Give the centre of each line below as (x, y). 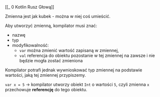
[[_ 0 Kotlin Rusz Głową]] (30, 7)
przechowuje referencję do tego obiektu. (46, 90)
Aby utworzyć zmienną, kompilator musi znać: (51, 26)
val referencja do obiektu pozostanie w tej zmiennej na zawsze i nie (87, 55)
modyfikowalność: (31, 45)
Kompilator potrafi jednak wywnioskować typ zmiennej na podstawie (74, 70)
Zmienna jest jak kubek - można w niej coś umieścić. (58, 16)
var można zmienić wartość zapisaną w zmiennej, (69, 50)
